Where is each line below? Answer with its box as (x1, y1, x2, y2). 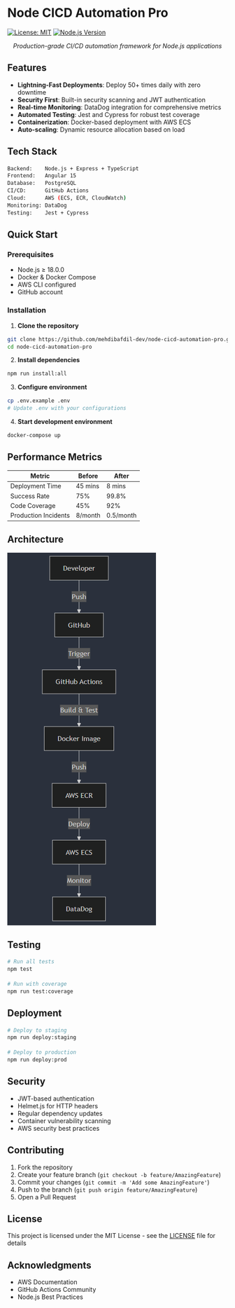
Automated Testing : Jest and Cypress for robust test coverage (17, 110, 200, 118)
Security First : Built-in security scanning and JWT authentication (17, 95, 206, 104)
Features (7, 62, 47, 74)
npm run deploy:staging (7, 1034, 77, 1041)
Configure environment (17, 383, 87, 392)
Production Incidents (10, 511, 70, 520)
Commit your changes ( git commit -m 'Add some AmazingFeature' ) (17, 1178, 210, 1186)
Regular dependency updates (17, 1109, 103, 1117)
